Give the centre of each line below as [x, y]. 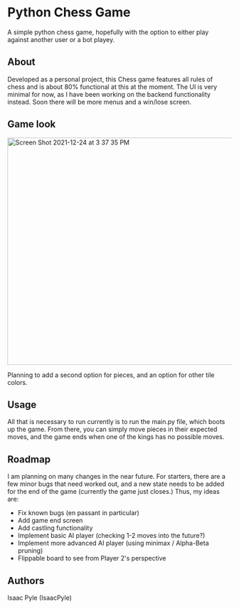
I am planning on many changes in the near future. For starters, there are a [117, 477]
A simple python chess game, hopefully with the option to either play [108, 32]
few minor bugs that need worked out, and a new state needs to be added [116, 484]
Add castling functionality [55, 528]
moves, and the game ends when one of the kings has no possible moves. [116, 437]
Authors [26, 581]
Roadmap [29, 459]
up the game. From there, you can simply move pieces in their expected [112, 429]
